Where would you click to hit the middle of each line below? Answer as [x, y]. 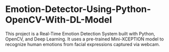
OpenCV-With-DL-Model [59, 20]
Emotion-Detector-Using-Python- [78, 9]
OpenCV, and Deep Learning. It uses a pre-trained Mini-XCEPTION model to [84, 39]
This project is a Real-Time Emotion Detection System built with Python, [80, 33]
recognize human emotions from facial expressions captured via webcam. [83, 44]
